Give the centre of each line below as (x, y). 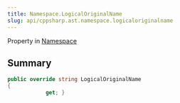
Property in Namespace (42, 40)
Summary (30, 63)
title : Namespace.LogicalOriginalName (65, 14)
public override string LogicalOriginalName (74, 80)
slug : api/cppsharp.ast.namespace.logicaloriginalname (90, 21)
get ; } (55, 93)
